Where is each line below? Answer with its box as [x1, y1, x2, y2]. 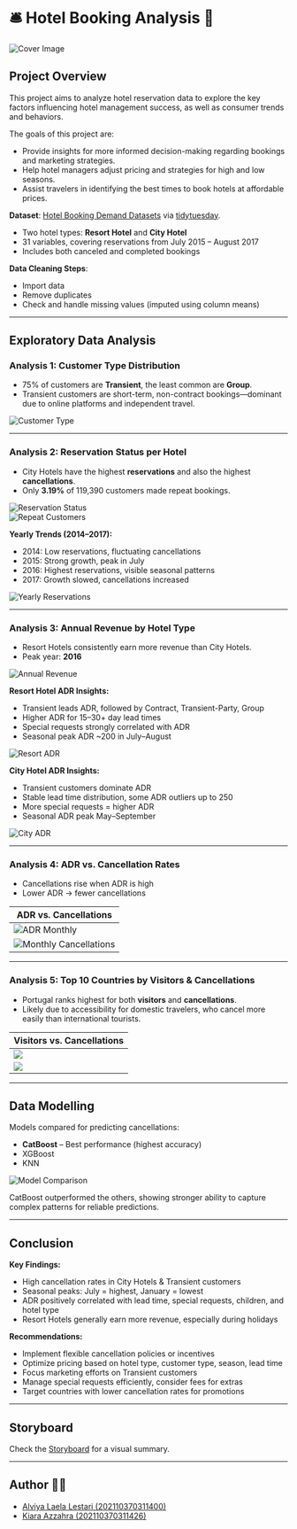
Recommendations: [9, 1331, 83, 1342]
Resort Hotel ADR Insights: [9, 686, 110, 696]
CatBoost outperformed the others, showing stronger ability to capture [9, 1192, 267, 1203]
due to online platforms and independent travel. [21, 399, 195, 409]
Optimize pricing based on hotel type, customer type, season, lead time [21, 1358, 283, 1369]
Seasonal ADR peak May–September [21, 811, 156, 821]
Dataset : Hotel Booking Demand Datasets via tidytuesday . [9, 210, 221, 221]
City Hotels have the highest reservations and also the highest [21, 466, 251, 477]
